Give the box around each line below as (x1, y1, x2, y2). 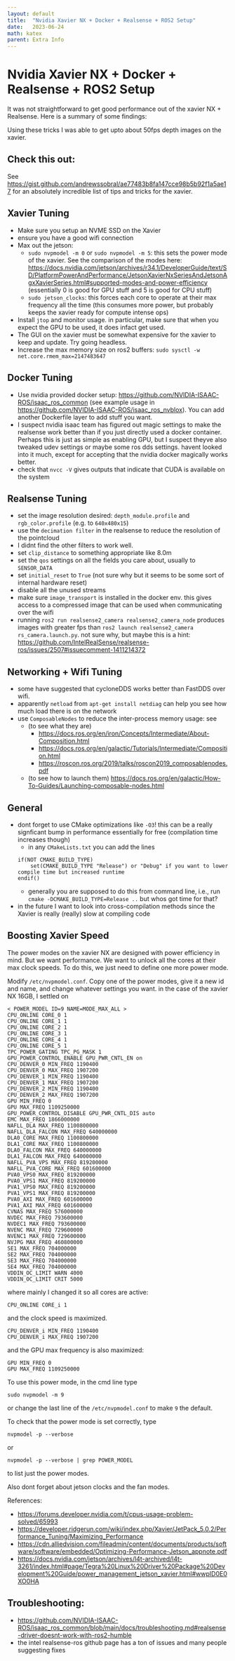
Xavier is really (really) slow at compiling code (17, 909, 151, 918)
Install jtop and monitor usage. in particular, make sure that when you (17, 315, 219, 323)
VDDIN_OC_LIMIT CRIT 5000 (7, 1275, 83, 1283)
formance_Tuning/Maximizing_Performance (17, 1532, 144, 1540)
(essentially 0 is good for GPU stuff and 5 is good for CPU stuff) (27, 286, 213, 294)
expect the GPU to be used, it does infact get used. (17, 323, 166, 331)
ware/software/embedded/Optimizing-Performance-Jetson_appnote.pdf (17, 1547, 227, 1555)
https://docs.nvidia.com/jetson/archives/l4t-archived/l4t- (17, 1554, 182, 1563)
